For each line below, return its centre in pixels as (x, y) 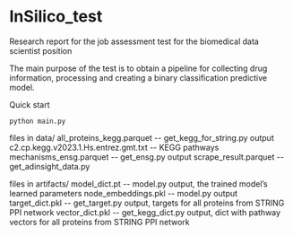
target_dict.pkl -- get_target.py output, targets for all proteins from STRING (147, 203)
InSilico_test (56, 17)
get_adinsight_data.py (50, 166)
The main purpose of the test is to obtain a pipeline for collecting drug (138, 68)
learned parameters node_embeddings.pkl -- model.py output (124, 193)
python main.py (38, 121)
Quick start (30, 104)
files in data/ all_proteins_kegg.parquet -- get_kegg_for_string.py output (142, 137)
